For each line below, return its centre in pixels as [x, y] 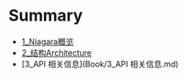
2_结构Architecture [56, 52]
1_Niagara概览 [47, 41]
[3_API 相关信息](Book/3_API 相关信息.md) [100, 64]
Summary [45, 16]
